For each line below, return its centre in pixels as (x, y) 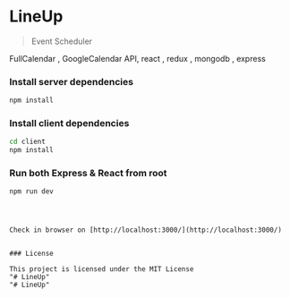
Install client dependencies (69, 123)
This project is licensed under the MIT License (102, 269)
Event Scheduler (61, 41)
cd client (28, 142)
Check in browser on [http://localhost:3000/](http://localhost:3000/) (145, 230)
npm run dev (31, 192)
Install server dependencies (72, 81)
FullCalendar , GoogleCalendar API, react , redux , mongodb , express (137, 58)
